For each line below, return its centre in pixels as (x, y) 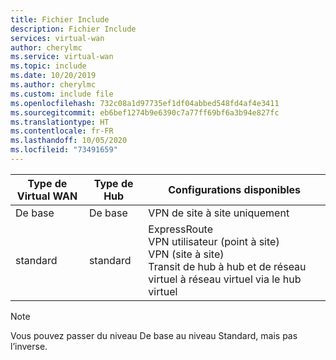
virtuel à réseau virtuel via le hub (225, 279)
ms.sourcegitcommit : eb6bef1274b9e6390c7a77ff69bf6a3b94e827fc (145, 112)
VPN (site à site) (186, 254)
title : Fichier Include (60, 19)
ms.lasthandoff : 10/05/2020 (69, 141)
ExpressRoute (180, 229)
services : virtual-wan (57, 38)
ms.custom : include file (62, 94)
